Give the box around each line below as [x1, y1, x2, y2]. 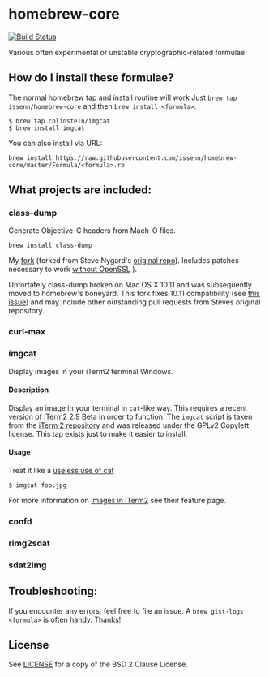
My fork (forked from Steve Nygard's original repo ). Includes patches [8, 256, 239, 265]
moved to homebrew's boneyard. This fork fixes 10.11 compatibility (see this [8, 289, 261, 299]
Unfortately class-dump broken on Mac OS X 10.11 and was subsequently [8, 280, 253, 290]
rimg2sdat [8, 537, 50, 549]
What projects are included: [8, 183, 152, 197]
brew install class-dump [8, 241, 92, 250]
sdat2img [8, 559, 47, 571]
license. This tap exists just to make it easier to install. [8, 429, 188, 438]
